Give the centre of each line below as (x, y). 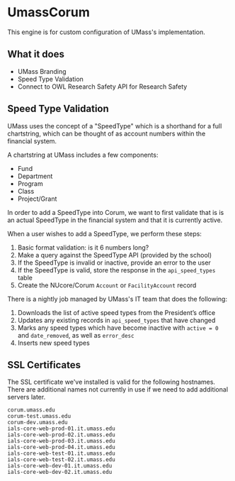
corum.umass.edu (31, 410)
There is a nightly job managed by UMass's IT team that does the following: (117, 299)
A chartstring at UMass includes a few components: (83, 155)
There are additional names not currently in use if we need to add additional (118, 389)
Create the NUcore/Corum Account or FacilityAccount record (107, 285)
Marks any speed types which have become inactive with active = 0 (118, 328)
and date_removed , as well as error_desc (76, 335)
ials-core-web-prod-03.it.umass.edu (61, 441)
